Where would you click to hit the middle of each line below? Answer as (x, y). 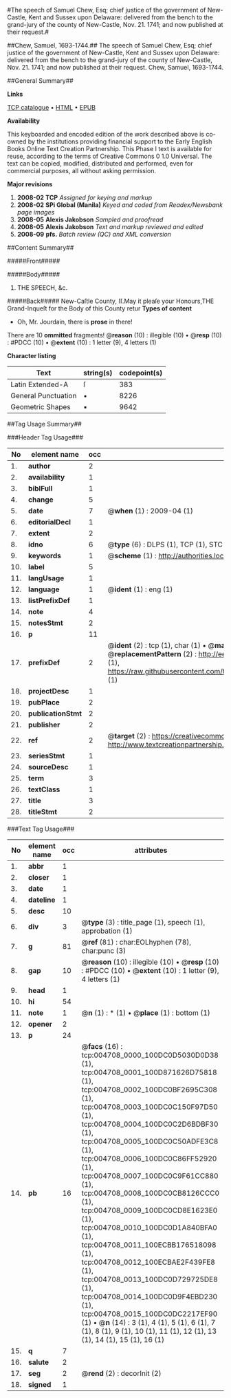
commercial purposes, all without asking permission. (82, 171)
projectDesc (49, 691)
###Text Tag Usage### (41, 829)
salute (39, 1362)
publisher (44, 725)
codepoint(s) (141, 373)
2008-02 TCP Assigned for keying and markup (85, 197)
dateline (42, 900)
